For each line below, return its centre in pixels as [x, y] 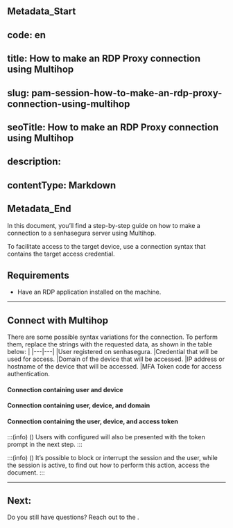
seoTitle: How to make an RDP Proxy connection [113, 127]
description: [34, 162]
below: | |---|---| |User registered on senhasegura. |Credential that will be [113, 352]
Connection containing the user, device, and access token [93, 421]
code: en [27, 35]
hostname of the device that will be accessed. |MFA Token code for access [114, 367]
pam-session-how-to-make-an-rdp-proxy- [127, 93]
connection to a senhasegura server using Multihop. [82, 233]
